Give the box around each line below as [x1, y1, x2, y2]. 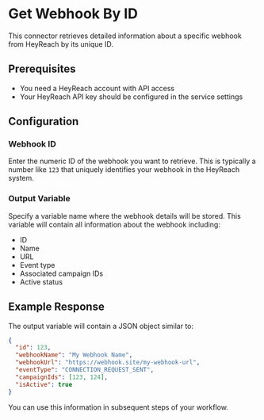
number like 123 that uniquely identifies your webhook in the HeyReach [8, 165, 240, 174]
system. [8, 174, 34, 183]
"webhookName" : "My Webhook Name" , [15, 351, 133, 359]
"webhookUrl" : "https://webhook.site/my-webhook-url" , [15, 358, 201, 367]
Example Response [8, 300, 105, 314]
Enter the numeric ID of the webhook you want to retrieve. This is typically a [8, 156, 256, 166]
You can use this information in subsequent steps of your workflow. [8, 402, 228, 412]
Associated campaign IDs [19, 269, 104, 278]
